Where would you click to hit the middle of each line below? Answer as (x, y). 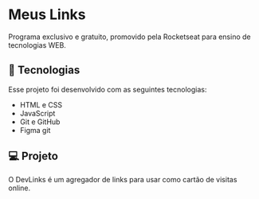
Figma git (35, 130)
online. (19, 188)
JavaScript (37, 113)
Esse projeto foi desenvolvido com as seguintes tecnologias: (108, 89)
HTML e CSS (41, 104)
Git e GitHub (40, 122)
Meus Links (47, 15)
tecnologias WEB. (37, 45)
